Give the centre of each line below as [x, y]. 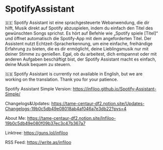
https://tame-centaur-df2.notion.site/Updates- [98, 103]
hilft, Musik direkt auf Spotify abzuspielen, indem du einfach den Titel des [79, 28]
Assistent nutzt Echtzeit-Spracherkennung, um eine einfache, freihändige [79, 43]
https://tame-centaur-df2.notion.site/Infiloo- [71, 118]
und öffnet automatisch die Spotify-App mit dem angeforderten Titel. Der [78, 38]
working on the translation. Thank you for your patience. [62, 79]
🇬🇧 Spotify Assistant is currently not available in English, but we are [74, 74]
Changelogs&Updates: [28, 103]
